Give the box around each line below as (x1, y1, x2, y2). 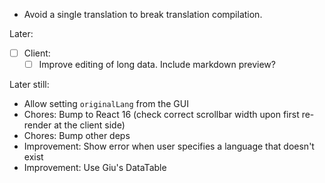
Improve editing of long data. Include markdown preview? (38, 59, 276, 71)
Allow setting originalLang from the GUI (23, 98, 189, 110)
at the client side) (53, 119, 126, 131)
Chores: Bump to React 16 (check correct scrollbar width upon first (23, 109, 300, 121)
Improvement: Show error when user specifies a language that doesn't (23, 140, 315, 153)
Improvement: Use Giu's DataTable (23, 162, 167, 174)
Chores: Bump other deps (23, 130, 131, 142)
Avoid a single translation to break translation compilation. (23, 9, 263, 20)
